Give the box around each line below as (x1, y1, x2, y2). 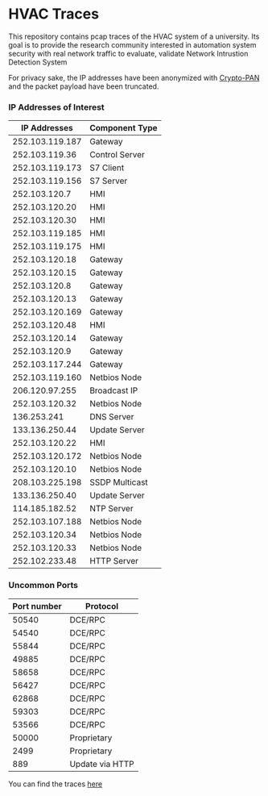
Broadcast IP (89, 385, 138, 396)
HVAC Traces (8, 5, 99, 23)
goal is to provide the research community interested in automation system (8, 40, 257, 49)
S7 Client (89, 162, 125, 173)
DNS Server (89, 411, 134, 423)
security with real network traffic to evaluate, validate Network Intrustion (8, 48, 249, 58)
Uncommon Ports (8, 580, 79, 591)
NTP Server (89, 503, 134, 515)
